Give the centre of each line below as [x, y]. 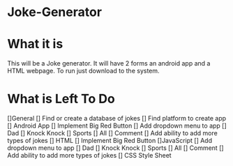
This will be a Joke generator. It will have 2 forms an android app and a [109, 63]
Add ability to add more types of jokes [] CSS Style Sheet [90, 156]
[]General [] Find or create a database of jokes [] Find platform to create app [117, 119]
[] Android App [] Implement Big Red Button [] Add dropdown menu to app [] [117, 126]
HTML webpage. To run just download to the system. [83, 71]
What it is [35, 44]
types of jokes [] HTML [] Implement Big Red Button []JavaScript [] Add [110, 141]
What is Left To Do [61, 99]
